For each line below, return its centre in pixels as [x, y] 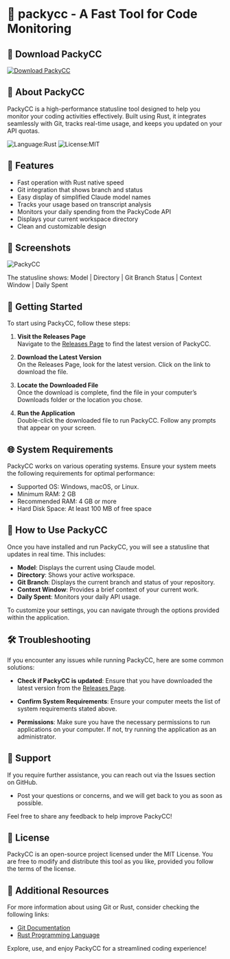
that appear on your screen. [56, 428]
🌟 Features [31, 166]
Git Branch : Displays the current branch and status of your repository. [116, 582]
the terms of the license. [42, 869]
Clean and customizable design [61, 226]
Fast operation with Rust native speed [70, 182]
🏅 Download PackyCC [55, 54]
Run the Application [46, 413]
